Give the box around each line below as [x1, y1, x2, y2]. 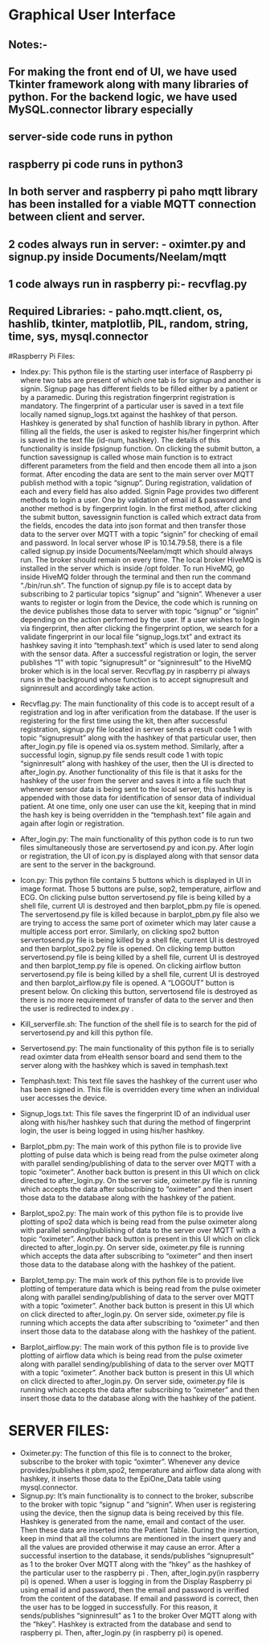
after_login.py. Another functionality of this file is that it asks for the [19, 767, 243, 777]
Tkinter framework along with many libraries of [8, 77, 249, 91]
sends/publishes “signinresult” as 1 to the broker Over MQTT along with [19, 1610, 257, 1620]
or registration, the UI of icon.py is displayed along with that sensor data [19, 851, 260, 860]
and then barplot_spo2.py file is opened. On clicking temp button [19, 943, 235, 953]
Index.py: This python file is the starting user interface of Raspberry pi [19, 366, 253, 376]
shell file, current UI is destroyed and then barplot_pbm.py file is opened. [19, 901, 262, 910]
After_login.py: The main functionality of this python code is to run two [19, 834, 254, 843]
